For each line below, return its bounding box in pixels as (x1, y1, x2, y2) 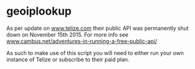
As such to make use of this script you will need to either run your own (6, 49, 184, 56)
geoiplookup (6, 4, 72, 18)
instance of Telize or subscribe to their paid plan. (6, 56, 130, 63)
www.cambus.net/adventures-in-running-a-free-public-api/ (6, 37, 158, 45)
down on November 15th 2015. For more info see (6, 31, 128, 38)
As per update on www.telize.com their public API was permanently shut (6, 24, 189, 32)
